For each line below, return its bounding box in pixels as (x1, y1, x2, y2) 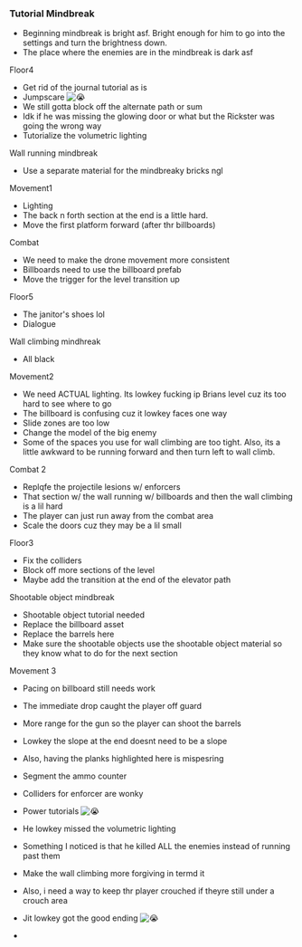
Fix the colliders (22, 555, 82, 566)
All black (22, 354, 55, 365)
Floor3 (9, 538, 34, 549)
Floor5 (9, 292, 34, 302)
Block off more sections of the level (22, 565, 156, 576)
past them (22, 850, 61, 862)
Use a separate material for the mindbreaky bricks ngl (22, 166, 223, 177)
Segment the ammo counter (22, 770, 127, 781)
